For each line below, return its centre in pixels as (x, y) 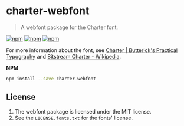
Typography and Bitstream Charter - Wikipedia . (64, 56)
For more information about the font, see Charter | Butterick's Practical (92, 50)
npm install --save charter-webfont (51, 79)
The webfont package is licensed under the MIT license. (83, 111)
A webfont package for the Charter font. (69, 27)
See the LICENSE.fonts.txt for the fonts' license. (74, 118)
